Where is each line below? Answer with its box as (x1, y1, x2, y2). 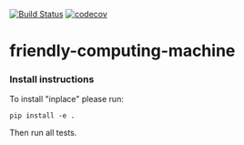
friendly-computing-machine (9, 41, 236, 61)
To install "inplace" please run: (9, 94, 125, 105)
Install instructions (9, 73, 95, 86)
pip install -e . (9, 111, 76, 120)
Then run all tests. (9, 128, 77, 139)
